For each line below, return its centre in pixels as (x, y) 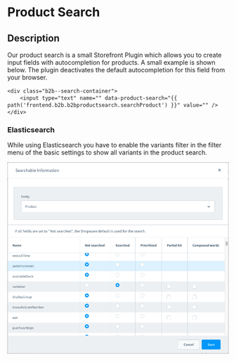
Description (33, 38)
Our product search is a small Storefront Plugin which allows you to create (115, 55)
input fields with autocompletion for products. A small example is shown (111, 63)
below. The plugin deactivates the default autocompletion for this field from (116, 70)
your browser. (27, 77)
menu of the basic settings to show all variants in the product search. (107, 152)
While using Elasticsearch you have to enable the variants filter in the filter (114, 145)
